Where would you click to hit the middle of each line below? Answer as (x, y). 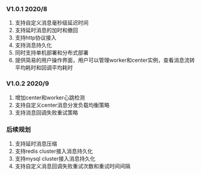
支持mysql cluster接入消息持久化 (55, 158)
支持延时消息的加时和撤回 (46, 30)
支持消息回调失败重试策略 (46, 112)
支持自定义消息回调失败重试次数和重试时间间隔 (72, 166)
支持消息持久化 (33, 45)
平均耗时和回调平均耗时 (44, 68)
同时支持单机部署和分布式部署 (51, 53)
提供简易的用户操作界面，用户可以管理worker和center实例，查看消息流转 (105, 60)
